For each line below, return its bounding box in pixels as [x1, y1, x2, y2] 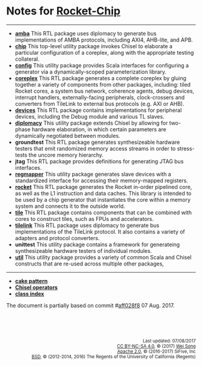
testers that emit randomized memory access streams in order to [14, 144, 176, 152]
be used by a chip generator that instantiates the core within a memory [14, 196, 191, 203]
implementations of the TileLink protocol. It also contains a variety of [14, 228, 185, 235]
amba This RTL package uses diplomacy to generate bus [14, 29, 157, 37]
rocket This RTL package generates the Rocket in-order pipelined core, [14, 183, 192, 190]
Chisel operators [14, 284, 58, 291]
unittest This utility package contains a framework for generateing [14, 241, 180, 248]
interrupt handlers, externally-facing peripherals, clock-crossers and [14, 93, 185, 101]
